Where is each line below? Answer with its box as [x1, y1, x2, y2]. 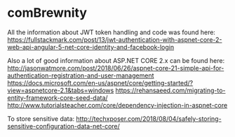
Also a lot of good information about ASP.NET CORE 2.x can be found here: [7, 56, 225, 64]
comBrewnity [7, 5, 88, 21]
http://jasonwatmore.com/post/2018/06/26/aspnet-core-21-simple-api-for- [7, 64, 224, 72]
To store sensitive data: [7, 114, 75, 123]
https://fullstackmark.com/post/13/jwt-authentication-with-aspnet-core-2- [7, 35, 222, 43]
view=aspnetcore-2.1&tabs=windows [7, 86, 114, 94]
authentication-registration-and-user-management [7, 71, 154, 80]
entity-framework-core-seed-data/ [7, 93, 108, 102]
